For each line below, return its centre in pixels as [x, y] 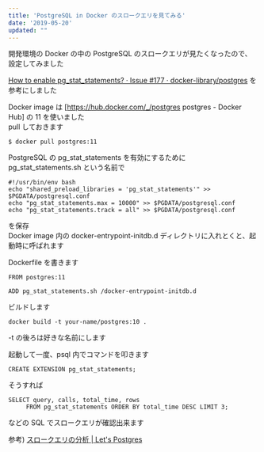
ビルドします [29, 307]
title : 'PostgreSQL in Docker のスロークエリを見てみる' [97, 15]
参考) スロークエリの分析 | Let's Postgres [75, 439]
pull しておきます [36, 127]
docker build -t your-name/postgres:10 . [78, 322]
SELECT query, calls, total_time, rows [74, 401]
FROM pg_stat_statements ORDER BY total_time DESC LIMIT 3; [127, 407]
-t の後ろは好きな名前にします [57, 338]
